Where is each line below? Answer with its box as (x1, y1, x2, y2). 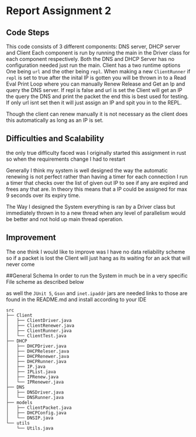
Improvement (6, 233, 56, 243)
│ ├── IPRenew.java (6, 374, 59, 380)
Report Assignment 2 (6, 4, 112, 18)
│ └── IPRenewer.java (6, 379, 64, 385)
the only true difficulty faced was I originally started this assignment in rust (6, 149, 186, 156)
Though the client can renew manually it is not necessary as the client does (6, 110, 188, 117)
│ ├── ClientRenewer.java (6, 323, 75, 328)
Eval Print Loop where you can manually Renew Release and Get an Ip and (6, 80, 185, 87)
